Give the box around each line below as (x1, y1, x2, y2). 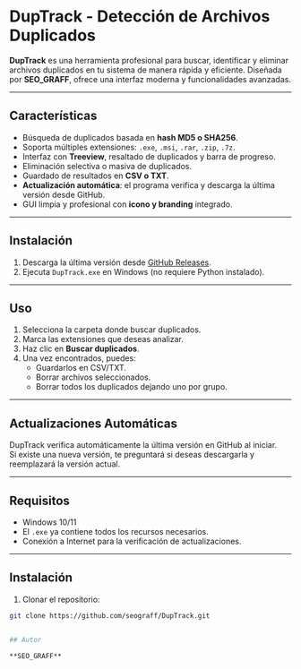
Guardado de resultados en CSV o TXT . (21, 170, 169, 181)
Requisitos (9, 493, 70, 508)
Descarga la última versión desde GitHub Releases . (21, 257, 212, 268)
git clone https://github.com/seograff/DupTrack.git (9, 611, 211, 620)
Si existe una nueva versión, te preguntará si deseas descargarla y (9, 450, 255, 460)
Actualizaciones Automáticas (9, 416, 177, 431)
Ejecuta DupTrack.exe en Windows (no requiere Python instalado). (21, 266, 265, 277)
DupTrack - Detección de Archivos (9, 6, 271, 27)
